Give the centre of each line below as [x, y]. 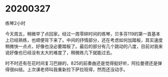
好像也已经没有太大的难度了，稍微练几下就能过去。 [62, 52]
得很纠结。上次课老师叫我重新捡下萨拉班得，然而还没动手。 [66, 69]
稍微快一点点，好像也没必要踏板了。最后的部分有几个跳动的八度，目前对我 [82, 46]
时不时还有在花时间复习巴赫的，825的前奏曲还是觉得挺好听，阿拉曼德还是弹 [84, 63]
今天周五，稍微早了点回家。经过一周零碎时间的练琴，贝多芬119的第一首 [78, 33]
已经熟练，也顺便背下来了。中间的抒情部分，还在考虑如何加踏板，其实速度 [86, 40]
